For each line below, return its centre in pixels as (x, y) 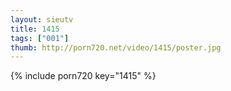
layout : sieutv (42, 19)
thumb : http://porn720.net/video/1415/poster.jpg (116, 47)
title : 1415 (35, 29)
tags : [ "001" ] (40, 38)
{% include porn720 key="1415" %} (83, 76)
